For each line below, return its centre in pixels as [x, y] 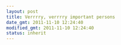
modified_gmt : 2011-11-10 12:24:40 [50, 28]
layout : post [22, 11]
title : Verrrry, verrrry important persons [61, 17]
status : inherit [26, 33]
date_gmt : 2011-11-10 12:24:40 [45, 22]
